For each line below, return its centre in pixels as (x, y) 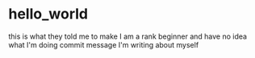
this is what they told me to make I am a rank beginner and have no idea (128, 36)
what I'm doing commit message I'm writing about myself (104, 44)
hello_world (48, 14)
